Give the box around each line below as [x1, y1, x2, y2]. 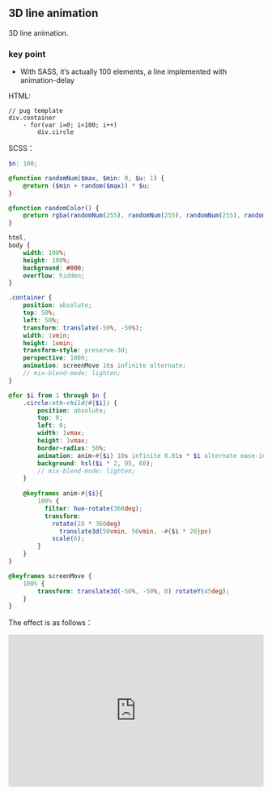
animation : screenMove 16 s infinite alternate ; [23, 361, 186, 370]
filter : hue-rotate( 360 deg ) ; [44, 504, 143, 512]
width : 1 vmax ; [37, 429, 85, 438]
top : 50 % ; [23, 309, 57, 317]
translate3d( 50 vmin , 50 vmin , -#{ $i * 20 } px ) [59, 527, 212, 535]
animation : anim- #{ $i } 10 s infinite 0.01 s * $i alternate [37, 451, 237, 460]
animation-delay [19, 76, 75, 85]
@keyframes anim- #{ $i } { [23, 490, 104, 498]
